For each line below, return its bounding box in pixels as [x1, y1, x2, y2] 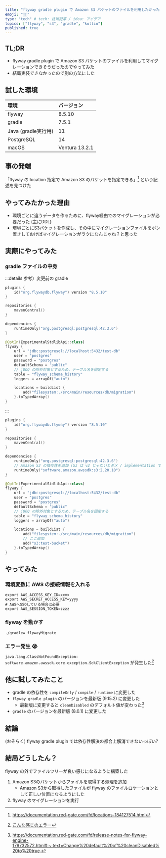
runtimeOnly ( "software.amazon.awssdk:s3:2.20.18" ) [14, 467, 121, 473]
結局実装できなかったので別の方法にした [12, 70, 95, 76]
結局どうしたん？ [5, 754, 57, 762]
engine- [12, 837, 29, 843]
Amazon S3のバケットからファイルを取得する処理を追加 [12, 778, 127, 785]
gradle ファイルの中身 [5, 263, 58, 270]
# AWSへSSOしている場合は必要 [5, 602, 60, 607]
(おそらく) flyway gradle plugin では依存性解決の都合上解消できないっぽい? [5, 738, 158, 744]
